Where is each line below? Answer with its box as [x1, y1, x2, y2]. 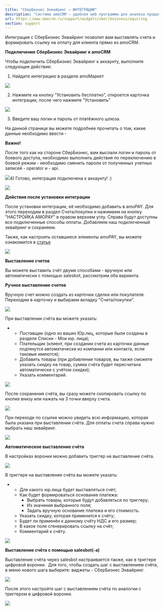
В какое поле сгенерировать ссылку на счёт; [19, 523, 114, 529]
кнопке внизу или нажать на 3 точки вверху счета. [5, 396, 111, 402]
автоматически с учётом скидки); [19, 367, 90, 373]
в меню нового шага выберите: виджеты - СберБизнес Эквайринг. [5, 567, 145, 573]
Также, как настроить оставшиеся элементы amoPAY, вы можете [5, 234, 142, 240]
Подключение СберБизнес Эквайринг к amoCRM [5, 49, 111, 55]
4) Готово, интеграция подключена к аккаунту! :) [10, 175, 112, 182]
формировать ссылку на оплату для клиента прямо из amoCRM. [5, 40, 140, 46]
